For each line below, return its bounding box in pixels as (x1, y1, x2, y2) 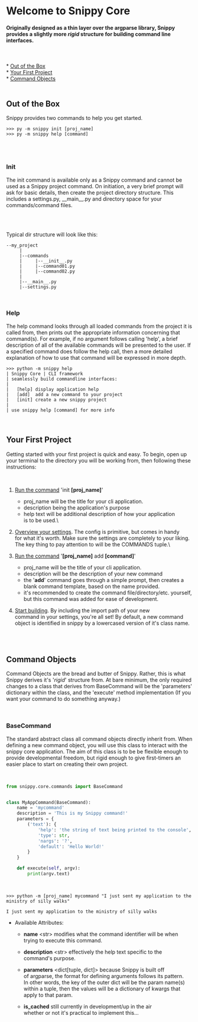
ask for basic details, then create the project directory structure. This (6, 189, 174, 196)
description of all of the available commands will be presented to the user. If (6, 341, 191, 349)
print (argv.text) (27, 871, 70, 877)
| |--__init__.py (19, 258, 73, 264)
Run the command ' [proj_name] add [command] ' (14, 552, 136, 559)
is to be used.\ (23, 517, 59, 524)
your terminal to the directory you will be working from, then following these (6, 457, 191, 464)
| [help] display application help (6, 386, 99, 393)
